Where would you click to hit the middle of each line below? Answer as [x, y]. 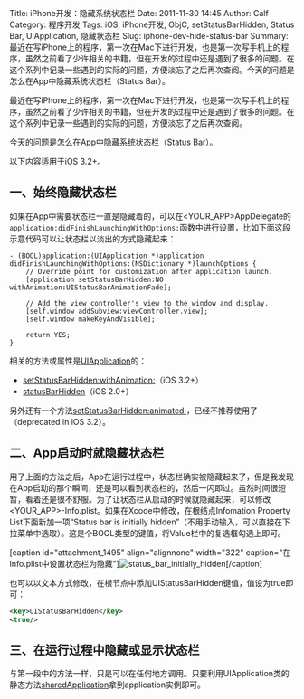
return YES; [48, 335]
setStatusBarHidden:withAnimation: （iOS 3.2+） [113, 380]
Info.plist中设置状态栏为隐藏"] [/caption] [136, 563]
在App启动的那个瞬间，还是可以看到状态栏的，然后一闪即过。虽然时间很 [144, 487]
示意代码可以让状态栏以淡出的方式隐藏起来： [93, 239]
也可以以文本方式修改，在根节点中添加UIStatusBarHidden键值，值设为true [148, 582]
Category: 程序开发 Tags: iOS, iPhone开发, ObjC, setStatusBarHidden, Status [152, 24]
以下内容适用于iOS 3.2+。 [57, 161]
